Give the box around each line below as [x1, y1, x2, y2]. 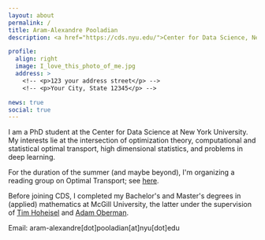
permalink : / [8, 19, 51, 27]
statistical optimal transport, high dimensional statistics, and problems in [8, 144, 243, 153]
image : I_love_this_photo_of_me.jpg [15, 62, 136, 71]
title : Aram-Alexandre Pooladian [8, 26, 118, 34]
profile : [8, 48, 37, 56]
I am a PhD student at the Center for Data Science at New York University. [8, 127, 248, 137]
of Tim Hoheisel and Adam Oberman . [8, 208, 129, 217]
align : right [15, 55, 58, 63]
